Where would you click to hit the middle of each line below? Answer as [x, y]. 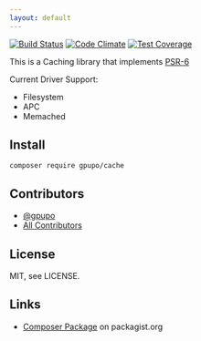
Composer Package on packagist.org [93, 326]
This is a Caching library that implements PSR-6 [100, 61]
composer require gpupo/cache [67, 166]
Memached [44, 116]
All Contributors [52, 225]
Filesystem [43, 97]
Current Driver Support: [54, 79]
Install [27, 145]
